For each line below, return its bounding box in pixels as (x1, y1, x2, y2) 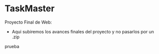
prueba (4, 43, 19, 49)
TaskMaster (4, 3, 55, 14)
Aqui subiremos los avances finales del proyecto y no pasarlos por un (11, 28, 155, 34)
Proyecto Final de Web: (4, 19, 53, 25)
